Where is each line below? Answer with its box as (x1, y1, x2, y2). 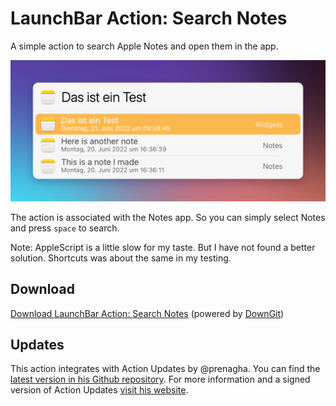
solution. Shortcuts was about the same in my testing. (10, 252, 232, 264)
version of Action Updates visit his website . (10, 384, 189, 396)
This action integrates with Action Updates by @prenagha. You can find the (10, 363, 321, 375)
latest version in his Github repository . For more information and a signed (10, 373, 311, 386)
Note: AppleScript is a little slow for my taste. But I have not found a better (10, 241, 316, 253)
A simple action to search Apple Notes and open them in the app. (10, 40, 279, 52)
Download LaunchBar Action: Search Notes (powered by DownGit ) (10, 307, 285, 319)
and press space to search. (10, 222, 120, 234)
